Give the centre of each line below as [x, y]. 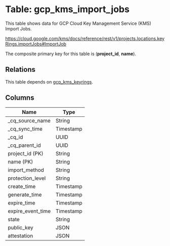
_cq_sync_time [25, 129]
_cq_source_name [29, 120]
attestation [20, 235]
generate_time [25, 194]
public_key [21, 227]
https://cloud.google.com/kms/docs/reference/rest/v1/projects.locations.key [85, 38]
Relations [20, 70]
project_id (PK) [26, 153]
